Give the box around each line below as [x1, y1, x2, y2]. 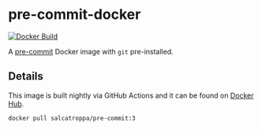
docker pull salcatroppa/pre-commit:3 [8, 114, 136, 122]
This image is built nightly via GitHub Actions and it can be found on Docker [8, 91, 254, 100]
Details [8, 69, 43, 84]
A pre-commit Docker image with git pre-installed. [8, 46, 174, 56]
